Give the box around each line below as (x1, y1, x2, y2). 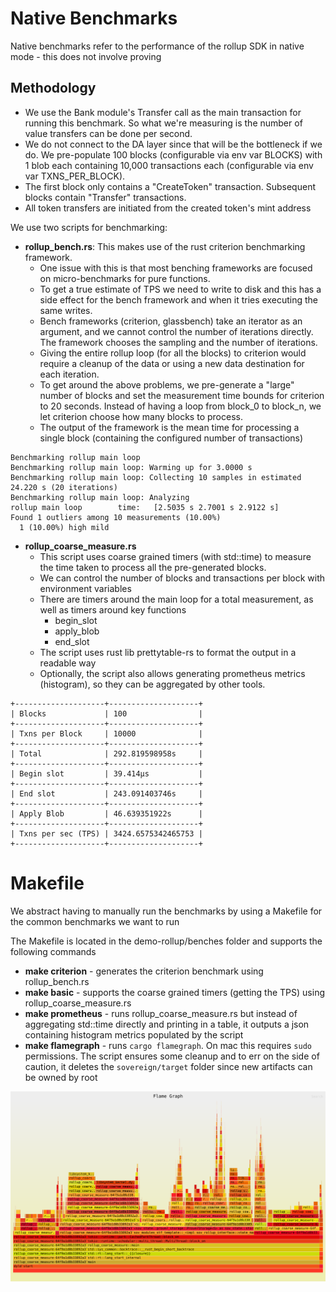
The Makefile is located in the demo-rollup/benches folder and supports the (10, 935, 323, 947)
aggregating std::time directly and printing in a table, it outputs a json (24, 1018, 310, 1030)
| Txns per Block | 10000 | (10, 728, 203, 739)
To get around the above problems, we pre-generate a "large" (39, 378, 295, 391)
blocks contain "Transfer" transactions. (24, 191, 187, 203)
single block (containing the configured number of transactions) (39, 432, 304, 444)
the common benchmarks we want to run (10, 915, 180, 927)
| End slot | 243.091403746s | (10, 788, 203, 799)
